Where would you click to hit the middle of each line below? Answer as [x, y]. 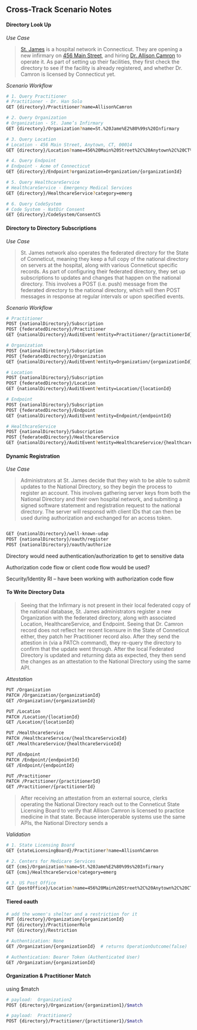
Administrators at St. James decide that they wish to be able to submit [105, 481]
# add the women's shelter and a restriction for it [72, 914]
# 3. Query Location [31, 139]
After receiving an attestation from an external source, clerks [94, 798]
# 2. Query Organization [36, 118]
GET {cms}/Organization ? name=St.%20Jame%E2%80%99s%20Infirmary [85, 867]
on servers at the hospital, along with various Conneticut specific [99, 265]
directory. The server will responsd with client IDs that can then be [101, 512]
